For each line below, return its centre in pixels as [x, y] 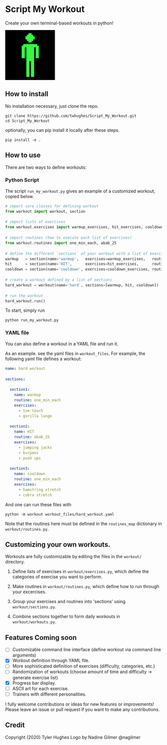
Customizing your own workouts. [58, 545]
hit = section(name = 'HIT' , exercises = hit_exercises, [72, 264]
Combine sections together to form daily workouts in [66, 617]
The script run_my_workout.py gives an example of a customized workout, [80, 191]
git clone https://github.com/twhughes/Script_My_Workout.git [71, 116]
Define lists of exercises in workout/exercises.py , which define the [81, 572]
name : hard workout [25, 368]
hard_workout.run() [25, 301]
